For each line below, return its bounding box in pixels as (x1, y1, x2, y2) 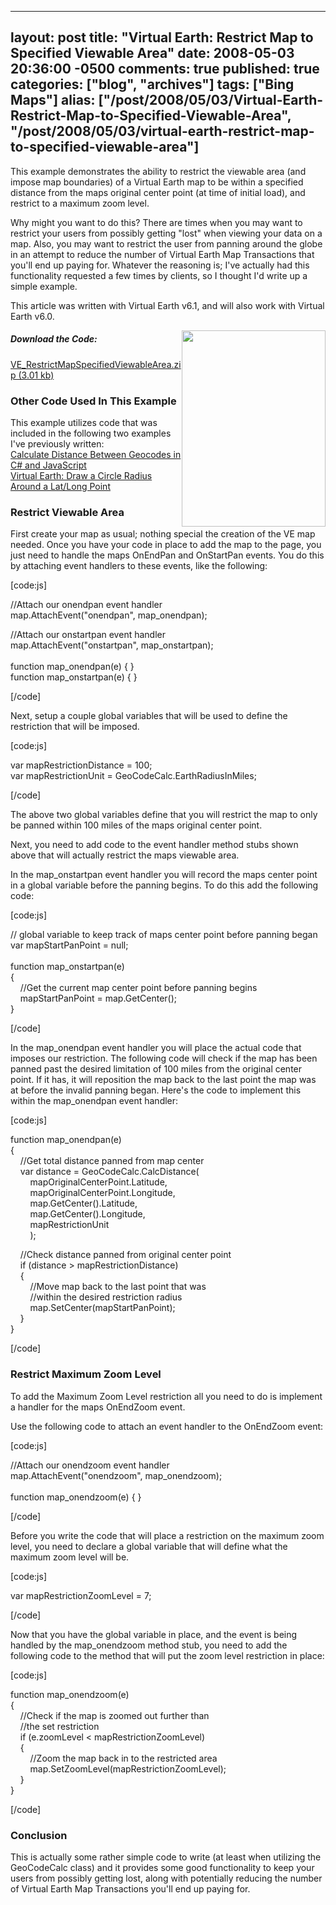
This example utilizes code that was (10, 417, 158, 429)
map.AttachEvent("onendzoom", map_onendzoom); (10, 1469, 223, 1481)
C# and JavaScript (10, 459, 87, 471)
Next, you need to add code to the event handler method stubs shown (10, 839, 299, 851)
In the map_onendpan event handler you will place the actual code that (10, 1042, 302, 1054)
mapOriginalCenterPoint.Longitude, (29, 1187, 176, 1199)
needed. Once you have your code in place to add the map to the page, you (10, 539, 322, 551)
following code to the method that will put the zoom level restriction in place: (10, 1649, 325, 1661)
